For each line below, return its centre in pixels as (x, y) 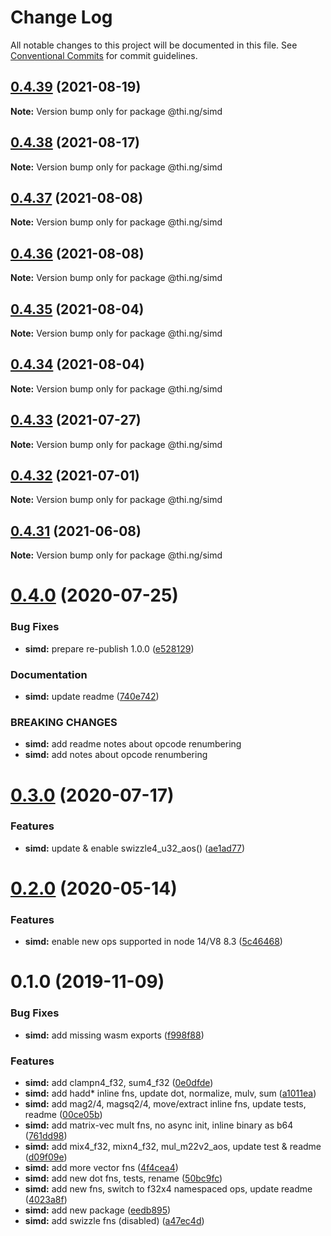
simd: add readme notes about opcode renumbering (133, 744)
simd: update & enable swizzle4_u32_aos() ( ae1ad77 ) (135, 848)
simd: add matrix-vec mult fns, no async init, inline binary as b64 (159, 1125)
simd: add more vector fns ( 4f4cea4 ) (101, 1168)
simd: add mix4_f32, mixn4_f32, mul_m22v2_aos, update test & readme (173, 1147)
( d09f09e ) (46, 1157)
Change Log (61, 17)
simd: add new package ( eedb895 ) (98, 1210)
